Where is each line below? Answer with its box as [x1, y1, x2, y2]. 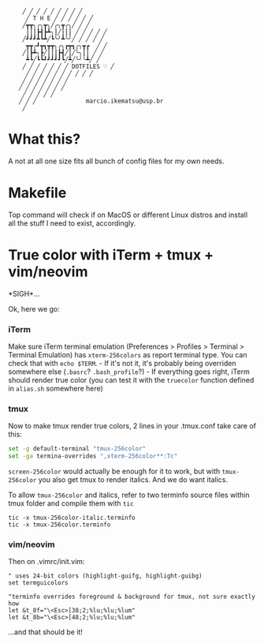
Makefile [8, 184, 67, 202]
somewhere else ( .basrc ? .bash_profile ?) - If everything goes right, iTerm [8, 367, 250, 376]
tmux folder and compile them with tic [8, 499, 134, 508]
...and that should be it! [8, 627, 83, 637]
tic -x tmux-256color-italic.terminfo [8, 514, 136, 522]
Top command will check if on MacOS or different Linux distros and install [8, 210, 248, 219]
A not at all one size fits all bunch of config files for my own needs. [8, 156, 225, 166]
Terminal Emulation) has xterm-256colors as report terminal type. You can [8, 350, 247, 360]
